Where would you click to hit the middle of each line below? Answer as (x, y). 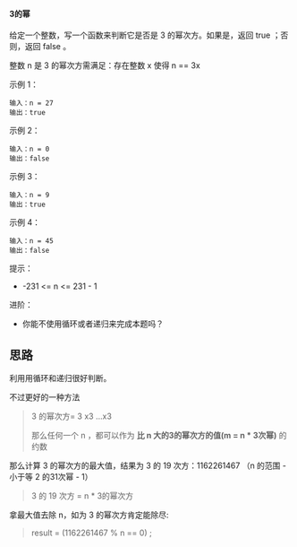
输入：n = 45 (31, 241)
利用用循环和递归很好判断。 (60, 378)
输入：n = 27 (31, 103)
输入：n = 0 (30, 149)
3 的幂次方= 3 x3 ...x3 (71, 416)
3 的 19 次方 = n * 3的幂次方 (82, 496)
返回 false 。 (48, 47)
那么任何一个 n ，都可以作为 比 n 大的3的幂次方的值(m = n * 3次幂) (154, 436)
